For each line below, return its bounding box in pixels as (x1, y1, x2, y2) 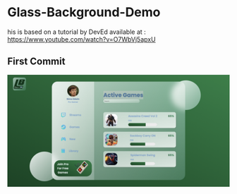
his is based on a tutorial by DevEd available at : (7, 28, 146, 36)
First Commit (7, 56, 66, 68)
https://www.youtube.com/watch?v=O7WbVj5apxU (7, 35, 157, 43)
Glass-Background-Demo (7, 4, 161, 20)
